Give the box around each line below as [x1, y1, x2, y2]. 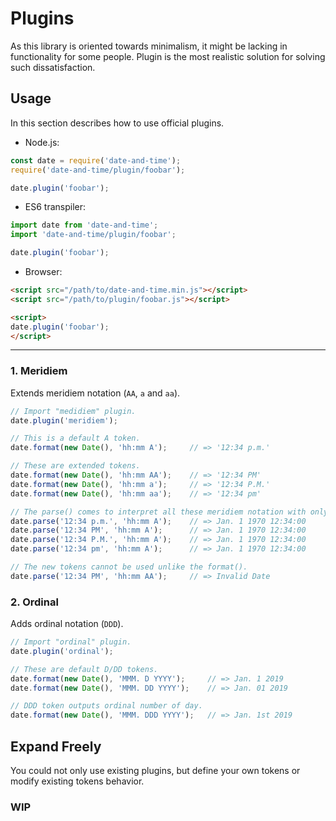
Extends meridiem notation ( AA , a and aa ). [10, 387, 181, 399]
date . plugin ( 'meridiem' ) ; [10, 415, 118, 426]
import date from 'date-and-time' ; [10, 220, 159, 231]
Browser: [24, 266, 63, 277]
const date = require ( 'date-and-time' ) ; [10, 155, 182, 166]
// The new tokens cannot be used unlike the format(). [10, 562, 248, 572]
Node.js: [24, 136, 60, 148]
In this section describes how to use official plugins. [10, 117, 225, 129]
